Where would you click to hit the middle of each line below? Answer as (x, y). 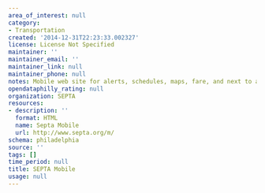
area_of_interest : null (47, 15)
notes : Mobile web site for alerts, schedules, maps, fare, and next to (130, 81)
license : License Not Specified (61, 45)
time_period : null (38, 162)
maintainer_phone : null (47, 74)
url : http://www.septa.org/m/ (65, 132)
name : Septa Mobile (47, 125)
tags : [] (22, 154)
